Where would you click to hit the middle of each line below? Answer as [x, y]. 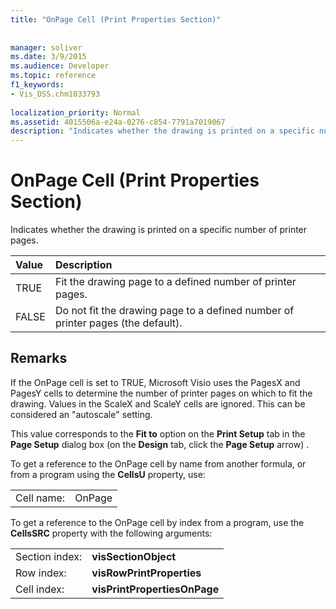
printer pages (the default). [118, 323]
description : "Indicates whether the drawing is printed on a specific [162, 131]
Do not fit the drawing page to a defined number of [174, 311]
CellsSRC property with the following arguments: [111, 533]
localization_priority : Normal [75, 112]
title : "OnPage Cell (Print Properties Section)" [116, 19]
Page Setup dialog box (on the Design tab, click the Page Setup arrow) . [160, 444]
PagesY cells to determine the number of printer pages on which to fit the [161, 393]
